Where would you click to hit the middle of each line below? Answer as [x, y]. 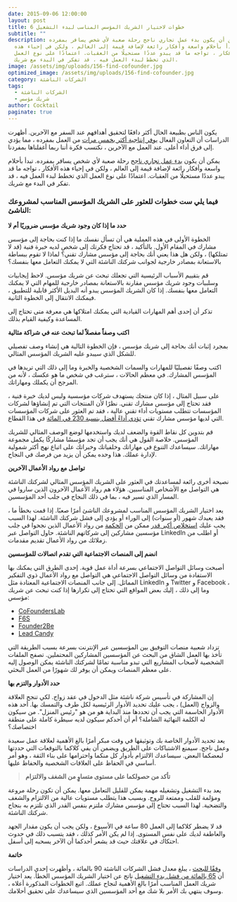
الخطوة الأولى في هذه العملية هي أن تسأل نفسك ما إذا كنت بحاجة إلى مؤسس [109, 239]
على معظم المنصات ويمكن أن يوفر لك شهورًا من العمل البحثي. [90, 670]
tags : [16, 86]
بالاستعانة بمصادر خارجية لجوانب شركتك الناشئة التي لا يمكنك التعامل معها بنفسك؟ [115, 262]
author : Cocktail [33, 106]
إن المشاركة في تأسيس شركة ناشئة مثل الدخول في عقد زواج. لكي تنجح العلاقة [111, 697]
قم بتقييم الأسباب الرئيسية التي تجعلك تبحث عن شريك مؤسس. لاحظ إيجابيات [108, 275]
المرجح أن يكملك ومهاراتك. [43, 382]
